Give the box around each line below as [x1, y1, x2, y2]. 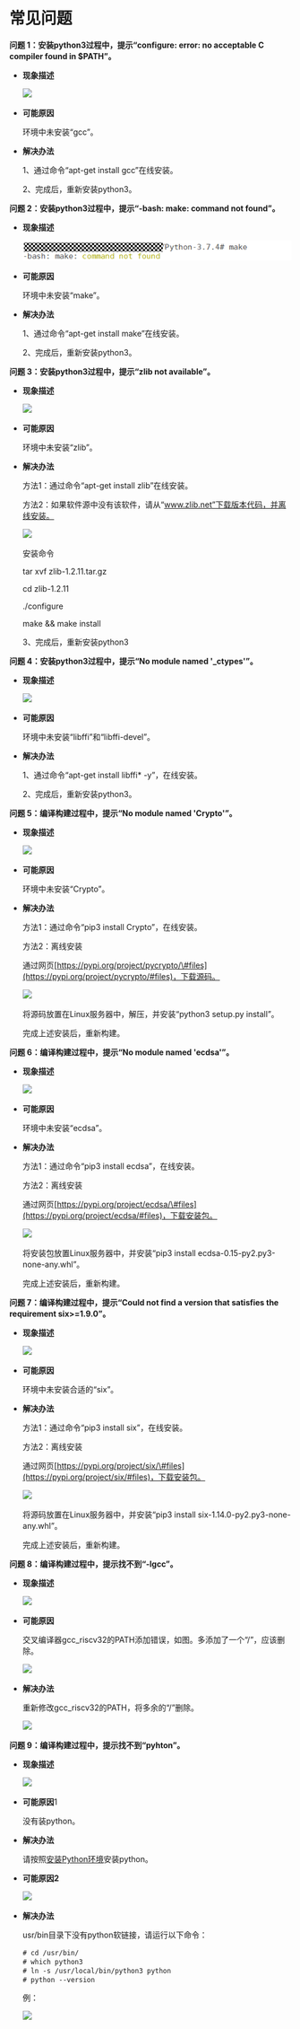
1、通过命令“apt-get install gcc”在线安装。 [21, 164, 178, 175]
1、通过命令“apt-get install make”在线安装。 [21, 329, 184, 339]
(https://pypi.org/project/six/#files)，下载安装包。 [21, 1471, 206, 1482]
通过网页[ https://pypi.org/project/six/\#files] [21, 1461, 185, 1471]
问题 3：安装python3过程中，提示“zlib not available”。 [9, 366, 215, 377]
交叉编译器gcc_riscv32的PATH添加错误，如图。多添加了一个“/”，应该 [21, 1635, 278, 1646]
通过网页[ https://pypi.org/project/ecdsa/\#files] [21, 1199, 197, 1210]
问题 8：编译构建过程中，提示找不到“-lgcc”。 [9, 1559, 178, 1569]
